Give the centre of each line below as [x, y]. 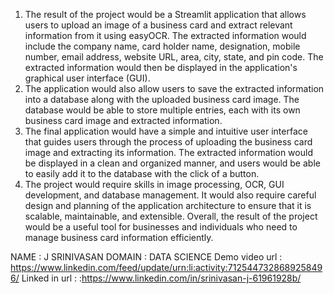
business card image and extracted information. [123, 120]
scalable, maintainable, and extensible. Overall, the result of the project [171, 216]
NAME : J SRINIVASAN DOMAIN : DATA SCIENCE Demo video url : [146, 257]
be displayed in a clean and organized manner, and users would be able [172, 163]
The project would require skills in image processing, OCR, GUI [154, 184]
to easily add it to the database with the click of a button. [142, 173]
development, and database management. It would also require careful [170, 195]
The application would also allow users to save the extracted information [174, 88]
